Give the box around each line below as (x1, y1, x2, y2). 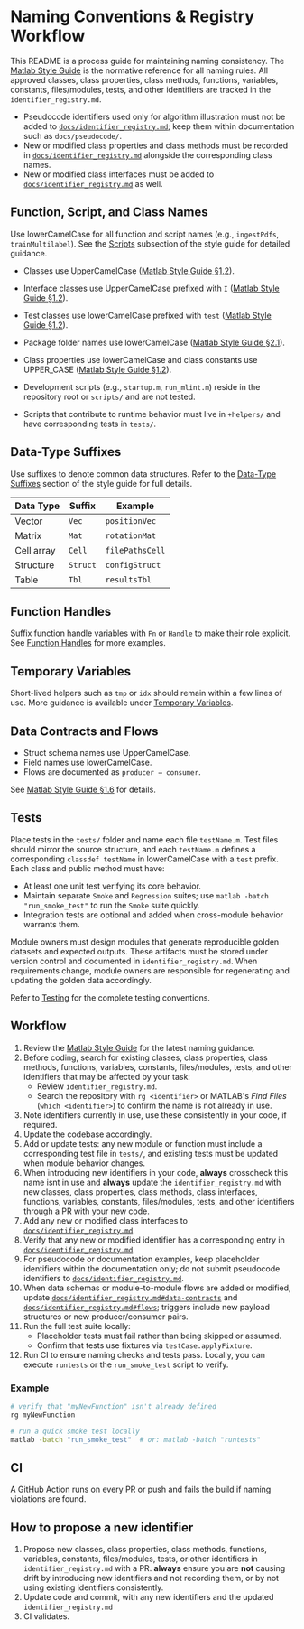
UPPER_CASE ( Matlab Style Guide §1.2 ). (23, 364, 172, 375)
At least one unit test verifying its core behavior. (23, 880, 202, 891)
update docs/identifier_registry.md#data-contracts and (23, 1291, 238, 1302)
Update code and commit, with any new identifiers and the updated (23, 1592, 274, 1603)
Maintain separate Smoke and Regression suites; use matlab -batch (23, 889, 269, 900)
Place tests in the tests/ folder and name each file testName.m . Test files (10, 833, 279, 845)
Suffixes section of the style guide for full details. (10, 478, 193, 489)
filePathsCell (105, 545, 166, 555)
